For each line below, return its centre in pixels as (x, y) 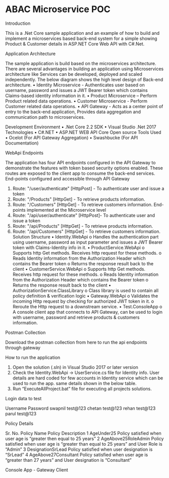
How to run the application (33, 357)
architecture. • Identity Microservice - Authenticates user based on (75, 85)
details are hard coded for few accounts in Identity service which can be (88, 378)
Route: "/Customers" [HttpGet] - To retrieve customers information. (82, 204)
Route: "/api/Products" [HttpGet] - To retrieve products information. (83, 226)
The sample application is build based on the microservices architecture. (81, 63)
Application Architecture (31, 54)
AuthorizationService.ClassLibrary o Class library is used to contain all (86, 290)
